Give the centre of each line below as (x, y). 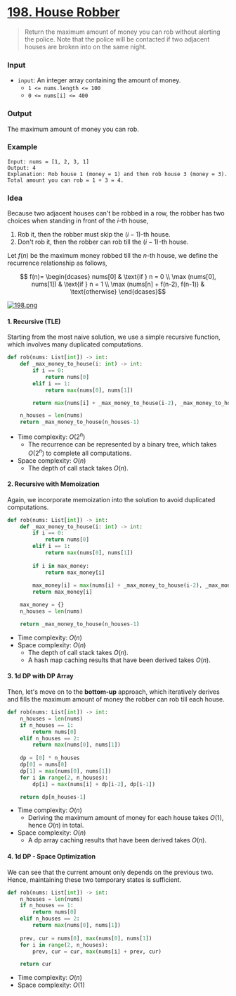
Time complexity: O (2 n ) (51, 436)
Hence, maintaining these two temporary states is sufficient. (94, 879)
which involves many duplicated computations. (75, 344)
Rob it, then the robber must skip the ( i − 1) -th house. (94, 235)
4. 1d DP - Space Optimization (52, 857)
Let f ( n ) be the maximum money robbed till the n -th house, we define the (113, 256)
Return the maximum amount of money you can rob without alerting (122, 32)
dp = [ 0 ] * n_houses (50, 758)
